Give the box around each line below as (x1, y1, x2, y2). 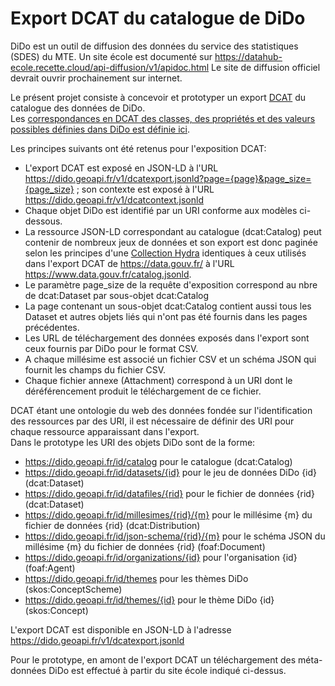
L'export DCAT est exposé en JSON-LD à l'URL (24, 162, 219, 174)
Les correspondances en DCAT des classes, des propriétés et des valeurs (10, 112, 316, 124)
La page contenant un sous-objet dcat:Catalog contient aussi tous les (24, 300, 312, 312)
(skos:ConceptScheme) (24, 583, 123, 595)
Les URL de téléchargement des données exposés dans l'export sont (24, 332, 310, 344)
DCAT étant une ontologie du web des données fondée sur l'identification (10, 404, 313, 416)
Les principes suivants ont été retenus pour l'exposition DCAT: (10, 142, 267, 154)
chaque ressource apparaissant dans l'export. (10, 425, 200, 437)
